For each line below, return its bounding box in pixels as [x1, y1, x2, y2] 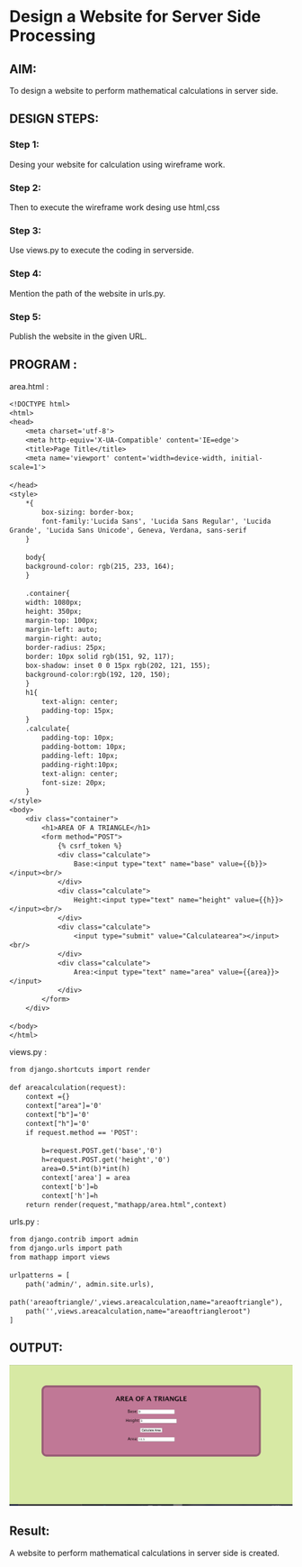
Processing [9, 25, 96, 46]
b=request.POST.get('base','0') [41, 1146, 164, 1155]
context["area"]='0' [25, 1101, 102, 1110]
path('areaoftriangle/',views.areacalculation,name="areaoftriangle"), [9, 1297, 283, 1306]
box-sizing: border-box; [41, 508, 135, 517]
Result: [9, 1524, 50, 1539]
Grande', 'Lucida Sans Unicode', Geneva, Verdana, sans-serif [9, 526, 247, 535]
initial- [230, 454, 263, 463]
